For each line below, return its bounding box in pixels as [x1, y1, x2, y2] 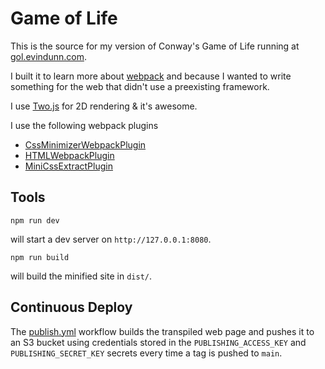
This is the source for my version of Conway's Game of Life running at [10, 40, 300, 52]
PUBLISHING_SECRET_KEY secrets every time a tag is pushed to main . [10, 347, 283, 359]
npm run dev [10, 215, 60, 226]
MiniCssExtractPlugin [24, 160, 113, 172]
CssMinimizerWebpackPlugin [24, 138, 147, 151]
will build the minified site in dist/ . [10, 270, 152, 282]
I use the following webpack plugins [10, 119, 159, 131]
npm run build [10, 252, 70, 262]
